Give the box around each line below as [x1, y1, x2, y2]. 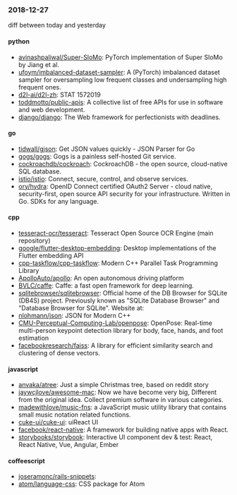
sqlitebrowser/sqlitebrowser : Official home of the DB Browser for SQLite [18, 288, 228, 297]
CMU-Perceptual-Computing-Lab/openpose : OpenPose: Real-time [18, 319, 212, 327]
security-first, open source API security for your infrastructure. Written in [18, 189, 231, 198]
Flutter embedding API [18, 251, 84, 259]
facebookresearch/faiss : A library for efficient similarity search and [18, 341, 214, 350]
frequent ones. [18, 82, 62, 91]
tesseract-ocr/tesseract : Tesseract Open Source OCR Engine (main [18, 228, 214, 237]
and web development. [18, 105, 85, 114]
